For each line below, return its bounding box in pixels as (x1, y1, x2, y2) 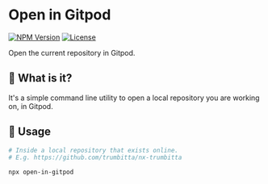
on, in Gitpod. (8, 101, 54, 111)
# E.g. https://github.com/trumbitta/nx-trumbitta (8, 153, 182, 162)
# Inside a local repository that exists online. (8, 146, 179, 154)
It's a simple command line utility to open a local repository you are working (8, 93, 260, 102)
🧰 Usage (8, 125, 51, 139)
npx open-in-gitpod (8, 168, 74, 177)
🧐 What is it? (8, 71, 73, 86)
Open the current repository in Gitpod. (8, 48, 136, 57)
